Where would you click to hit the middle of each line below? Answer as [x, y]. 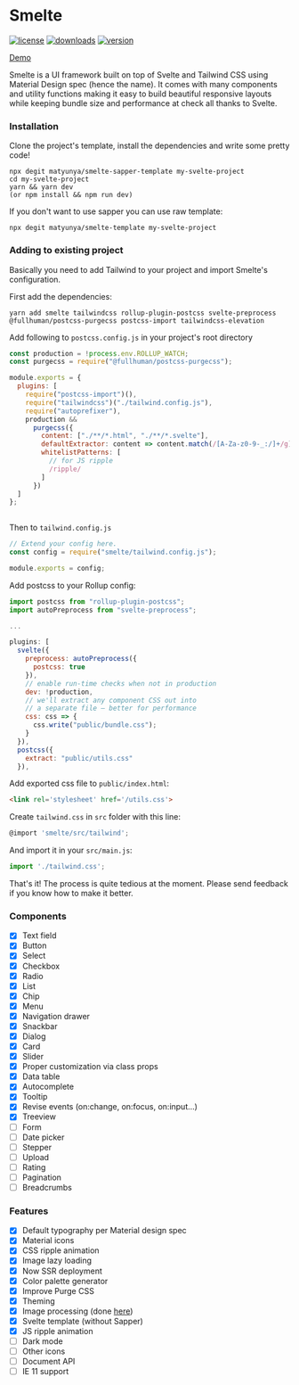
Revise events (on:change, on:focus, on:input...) [110, 1107]
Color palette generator [65, 1281]
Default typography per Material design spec [104, 1231]
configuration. [35, 279]
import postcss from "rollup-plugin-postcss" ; [97, 602]
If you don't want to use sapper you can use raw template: [116, 211]
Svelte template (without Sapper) [83, 1321]
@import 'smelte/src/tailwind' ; [69, 833]
